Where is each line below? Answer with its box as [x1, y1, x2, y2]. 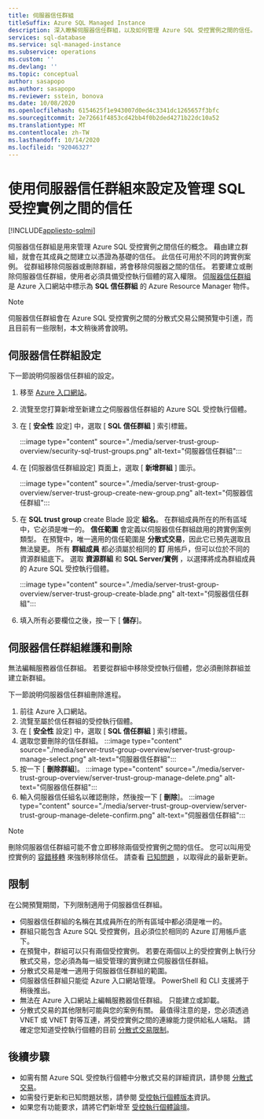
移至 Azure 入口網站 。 [19, 387, 92, 398]
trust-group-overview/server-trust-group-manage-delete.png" [19, 773, 223, 782]
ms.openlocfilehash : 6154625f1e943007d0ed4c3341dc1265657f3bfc [8, 107, 220, 115]
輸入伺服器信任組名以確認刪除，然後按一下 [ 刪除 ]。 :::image [19, 792, 215, 802]
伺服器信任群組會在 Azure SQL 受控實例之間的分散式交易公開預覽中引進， [8, 313, 247, 323]
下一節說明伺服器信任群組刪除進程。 [8, 690, 126, 699]
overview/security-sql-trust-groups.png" [19, 446, 152, 456]
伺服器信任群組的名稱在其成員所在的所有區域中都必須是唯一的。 [19, 917, 226, 926]
